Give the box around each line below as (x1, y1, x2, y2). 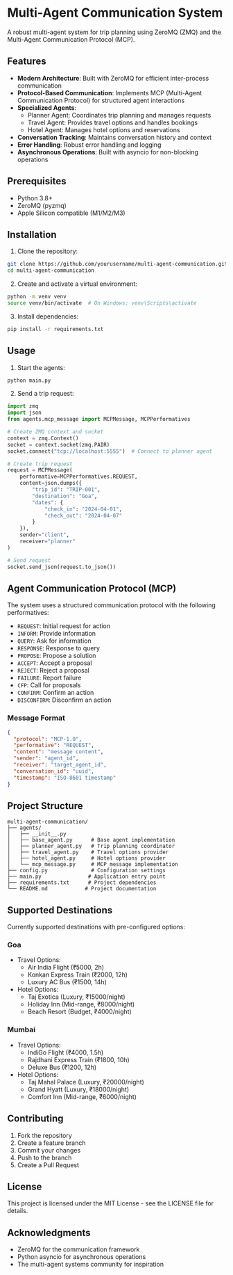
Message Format (7, 713, 66, 723)
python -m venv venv (7, 294, 67, 300)
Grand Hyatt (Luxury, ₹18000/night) (27, 1085, 130, 1093)
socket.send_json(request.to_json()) (7, 563, 116, 570)
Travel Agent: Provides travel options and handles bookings (27, 118, 198, 127)
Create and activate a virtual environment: (17, 280, 137, 288)
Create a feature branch (17, 1139, 86, 1147)
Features (7, 56, 46, 67)
